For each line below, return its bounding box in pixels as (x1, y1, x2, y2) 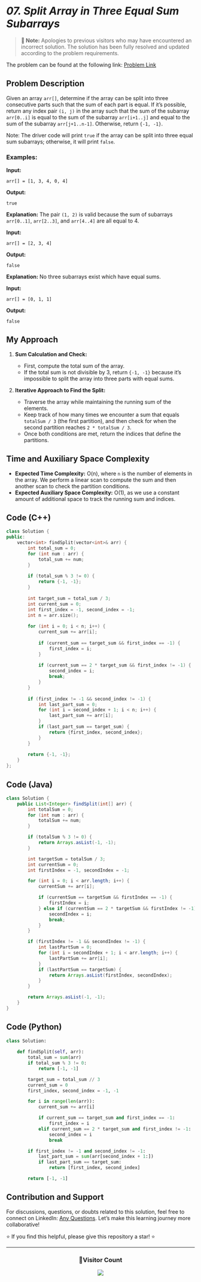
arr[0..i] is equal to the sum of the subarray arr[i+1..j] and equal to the (6, 113, 190, 121)
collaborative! (6, 1221, 40, 1228)
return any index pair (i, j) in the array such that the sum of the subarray (6, 107, 190, 115)
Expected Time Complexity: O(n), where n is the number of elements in (14, 470, 193, 477)
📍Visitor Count (78, 1256, 123, 1264)
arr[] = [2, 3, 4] (6, 241, 52, 247)
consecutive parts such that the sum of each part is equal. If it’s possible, (6, 101, 187, 108)
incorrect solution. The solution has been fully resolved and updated (20, 43, 190, 50)
